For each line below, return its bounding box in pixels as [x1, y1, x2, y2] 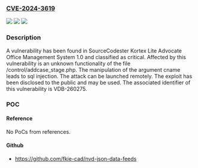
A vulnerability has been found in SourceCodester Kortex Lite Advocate [6, 47, 182, 54]
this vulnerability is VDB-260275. [6, 85, 88, 92]
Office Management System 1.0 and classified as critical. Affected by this [6, 53, 187, 60]
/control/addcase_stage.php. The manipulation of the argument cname [6, 66, 181, 73]
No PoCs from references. [6, 128, 71, 135]
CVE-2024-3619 [6, 4, 56, 13]
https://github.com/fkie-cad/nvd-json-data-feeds [14, 155, 137, 162]
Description [6, 33, 41, 42]
